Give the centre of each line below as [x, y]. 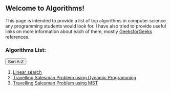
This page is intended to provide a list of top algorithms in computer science [86, 20]
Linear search [27, 72]
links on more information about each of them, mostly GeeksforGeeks [79, 31]
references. [17, 37]
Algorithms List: [26, 50]
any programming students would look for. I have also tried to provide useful [86, 26]
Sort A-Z [16, 62]
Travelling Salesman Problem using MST [55, 83]
